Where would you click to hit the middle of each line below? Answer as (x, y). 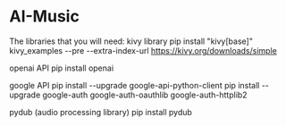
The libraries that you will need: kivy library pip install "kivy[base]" (131, 41)
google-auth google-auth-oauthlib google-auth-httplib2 (145, 95)
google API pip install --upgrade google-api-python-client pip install (135, 85)
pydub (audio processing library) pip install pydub (101, 112)
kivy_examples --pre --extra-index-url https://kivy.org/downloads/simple (143, 50)
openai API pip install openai (62, 68)
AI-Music (45, 17)
